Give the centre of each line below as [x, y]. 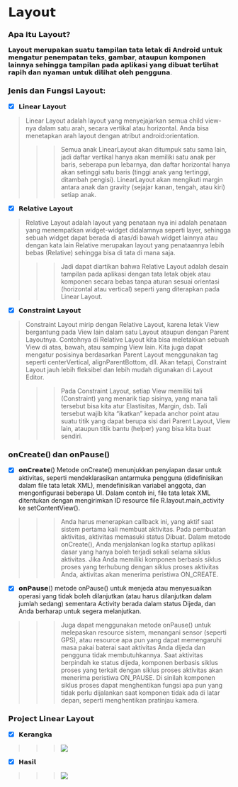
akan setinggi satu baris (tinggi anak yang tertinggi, [136, 172]
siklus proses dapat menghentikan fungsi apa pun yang [141, 686]
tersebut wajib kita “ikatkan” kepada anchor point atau [140, 413]
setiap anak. [78, 194]
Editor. [35, 377]
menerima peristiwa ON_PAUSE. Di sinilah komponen [138, 678]
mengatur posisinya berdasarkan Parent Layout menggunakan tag [122, 355]
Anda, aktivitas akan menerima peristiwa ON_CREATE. [140, 574]
